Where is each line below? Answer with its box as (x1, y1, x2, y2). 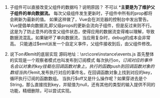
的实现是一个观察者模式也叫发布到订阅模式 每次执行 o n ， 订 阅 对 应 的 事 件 (9, 58, 153, 63)
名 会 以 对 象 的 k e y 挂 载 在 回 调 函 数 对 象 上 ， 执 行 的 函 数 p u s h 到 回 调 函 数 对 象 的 (9, 63, 155, 69)
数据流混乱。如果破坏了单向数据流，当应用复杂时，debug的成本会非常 (9, 35, 151, 40)
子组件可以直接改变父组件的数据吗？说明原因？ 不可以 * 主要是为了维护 (9, 4, 151, 10)
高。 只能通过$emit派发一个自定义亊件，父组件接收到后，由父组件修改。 (9, 41, 155, 46)
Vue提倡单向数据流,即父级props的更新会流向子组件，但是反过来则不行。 (9, 22, 154, 28)
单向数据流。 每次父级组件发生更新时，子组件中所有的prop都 (26, 10, 148, 16)
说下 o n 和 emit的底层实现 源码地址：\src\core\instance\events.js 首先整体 (9, 51, 154, 57)
